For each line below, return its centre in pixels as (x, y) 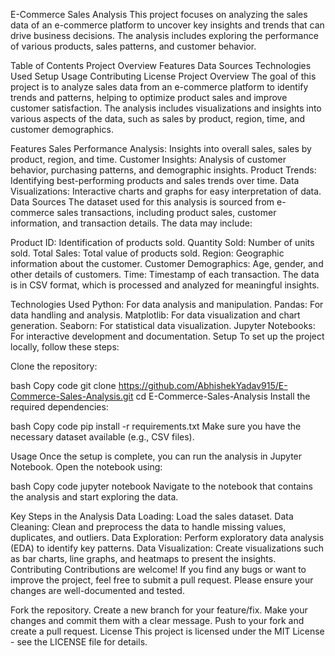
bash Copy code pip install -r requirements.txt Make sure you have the (156, 426)
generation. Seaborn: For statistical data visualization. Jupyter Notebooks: (163, 325)
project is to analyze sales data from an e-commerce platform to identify (159, 87)
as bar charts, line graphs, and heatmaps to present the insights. (143, 558)
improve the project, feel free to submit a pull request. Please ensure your (162, 580)
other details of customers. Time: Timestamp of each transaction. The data (165, 274)
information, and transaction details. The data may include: (131, 223)
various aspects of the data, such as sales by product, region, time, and (158, 118)
